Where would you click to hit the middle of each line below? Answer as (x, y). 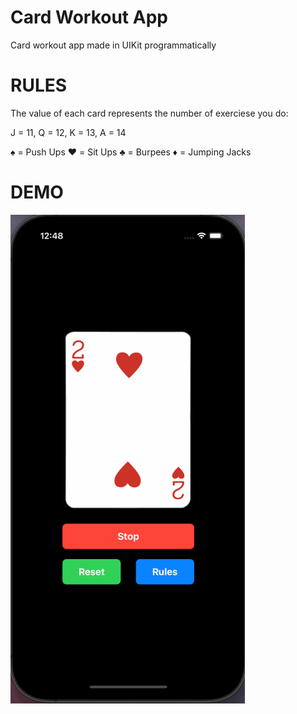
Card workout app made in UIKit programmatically (113, 45)
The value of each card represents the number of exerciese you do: (149, 113)
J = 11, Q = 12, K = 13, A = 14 (68, 132)
